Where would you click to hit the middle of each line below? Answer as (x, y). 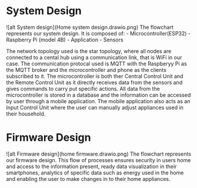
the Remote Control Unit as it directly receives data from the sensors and (94, 82)
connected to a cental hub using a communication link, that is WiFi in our (94, 57)
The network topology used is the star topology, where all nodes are (89, 51)
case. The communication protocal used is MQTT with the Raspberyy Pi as (96, 64)
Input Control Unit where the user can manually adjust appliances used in (95, 107)
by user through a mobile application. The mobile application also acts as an (98, 101)
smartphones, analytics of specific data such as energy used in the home (95, 173)
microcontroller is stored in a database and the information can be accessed (98, 95)
